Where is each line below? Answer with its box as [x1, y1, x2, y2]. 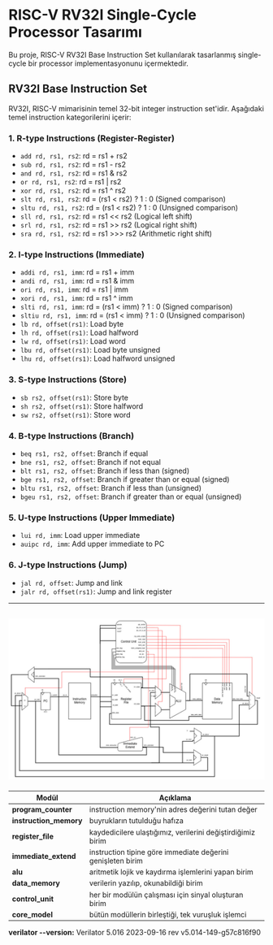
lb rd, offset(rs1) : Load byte [19, 319, 124, 329]
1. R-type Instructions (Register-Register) [8, 132, 175, 144]
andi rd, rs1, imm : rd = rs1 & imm [19, 276, 135, 286]
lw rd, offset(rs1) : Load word [19, 336, 126, 346]
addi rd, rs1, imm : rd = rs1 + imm [19, 267, 135, 277]
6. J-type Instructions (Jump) [8, 559, 128, 570]
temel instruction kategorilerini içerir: [8, 112, 132, 122]
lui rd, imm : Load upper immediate [19, 531, 141, 540]
